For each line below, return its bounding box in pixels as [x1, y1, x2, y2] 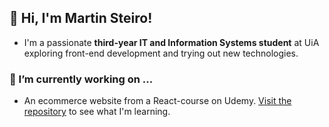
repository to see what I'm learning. [23, 106, 171, 118]
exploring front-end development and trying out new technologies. [23, 47, 299, 59]
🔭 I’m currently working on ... [9, 72, 154, 86]
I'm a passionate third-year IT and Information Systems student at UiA [23, 36, 320, 48]
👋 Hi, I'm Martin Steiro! [9, 10, 153, 27]
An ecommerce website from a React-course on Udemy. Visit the [23, 95, 292, 107]
